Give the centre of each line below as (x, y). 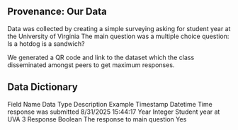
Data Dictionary (42, 87)
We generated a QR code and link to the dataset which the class (101, 57)
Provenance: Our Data (57, 12)
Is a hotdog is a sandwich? (46, 43)
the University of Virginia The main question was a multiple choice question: (118, 36)
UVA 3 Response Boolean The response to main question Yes (97, 119)
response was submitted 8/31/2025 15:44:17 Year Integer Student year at (114, 112)
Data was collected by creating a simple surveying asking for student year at (119, 28)
